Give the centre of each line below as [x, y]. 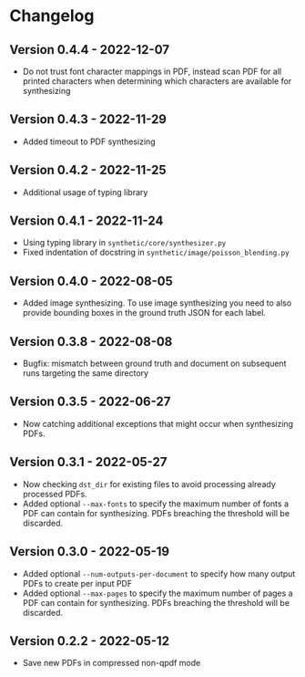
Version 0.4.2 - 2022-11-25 [88, 170]
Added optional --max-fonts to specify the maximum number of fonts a [156, 504]
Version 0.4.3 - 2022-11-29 [88, 120]
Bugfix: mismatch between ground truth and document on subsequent [154, 364]
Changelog [52, 16]
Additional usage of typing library [85, 192]
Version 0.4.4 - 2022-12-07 [90, 50]
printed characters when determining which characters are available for [157, 81]
